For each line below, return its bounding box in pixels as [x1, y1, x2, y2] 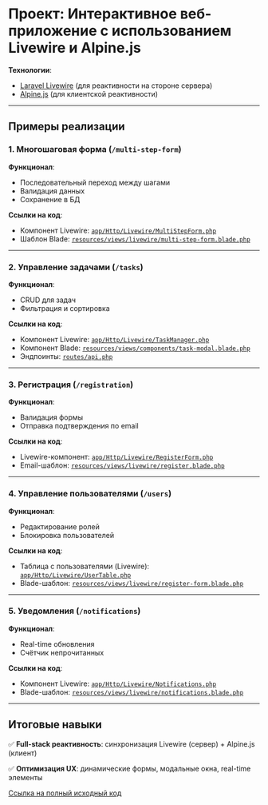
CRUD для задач [19, 295, 77, 305]
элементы [8, 772, 43, 782]
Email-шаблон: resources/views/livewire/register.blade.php [19, 460, 225, 470]
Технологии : [8, 65, 52, 74]
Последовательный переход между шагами [19, 177, 170, 187]
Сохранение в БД [19, 194, 81, 204]
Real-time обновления [19, 639, 95, 648]
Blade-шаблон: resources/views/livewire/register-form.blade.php [19, 578, 244, 588]
